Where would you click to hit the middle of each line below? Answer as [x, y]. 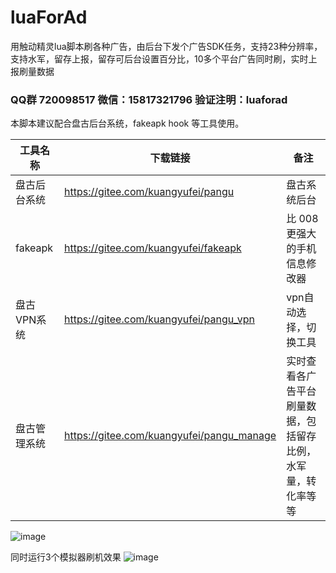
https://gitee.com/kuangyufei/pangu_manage [170, 436]
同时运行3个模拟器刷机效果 [66, 557]
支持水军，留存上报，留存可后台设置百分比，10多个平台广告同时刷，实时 [159, 58]
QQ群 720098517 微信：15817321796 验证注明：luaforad [149, 99]
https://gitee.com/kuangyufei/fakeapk [153, 248]
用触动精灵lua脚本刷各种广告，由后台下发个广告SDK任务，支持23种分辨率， [166, 46]
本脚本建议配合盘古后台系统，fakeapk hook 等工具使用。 [127, 123]
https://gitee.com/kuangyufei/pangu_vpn [160, 319]
